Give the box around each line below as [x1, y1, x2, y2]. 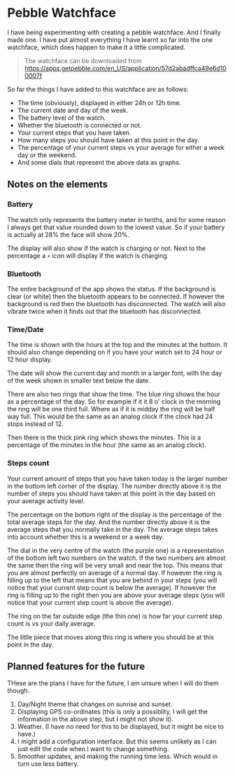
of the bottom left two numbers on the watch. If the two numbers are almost [7, 554, 226, 562]
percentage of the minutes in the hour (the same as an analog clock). [7, 441, 206, 449]
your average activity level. [7, 496, 85, 505]
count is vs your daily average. [7, 619, 96, 628]
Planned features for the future [7, 660, 145, 672]
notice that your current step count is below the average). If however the [7, 583, 217, 591]
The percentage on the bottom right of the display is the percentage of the [7, 510, 222, 519]
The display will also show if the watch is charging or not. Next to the [7, 244, 206, 252]
